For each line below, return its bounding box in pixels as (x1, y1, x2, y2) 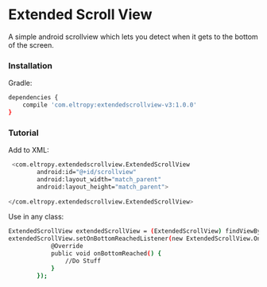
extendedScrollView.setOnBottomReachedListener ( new (8, 235, 183, 243)
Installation (8, 60, 53, 71)
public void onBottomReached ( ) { (50, 250, 161, 258)
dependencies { (8, 94, 59, 102)
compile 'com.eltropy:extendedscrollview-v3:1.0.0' (22, 101, 197, 109)
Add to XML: (8, 145, 49, 155)
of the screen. (8, 40, 54, 49)
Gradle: (8, 78, 33, 88)
